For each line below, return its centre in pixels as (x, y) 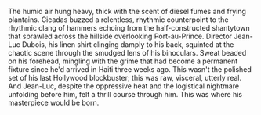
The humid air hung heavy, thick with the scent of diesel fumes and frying (127, 11)
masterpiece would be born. (54, 102)
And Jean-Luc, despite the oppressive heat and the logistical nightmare (124, 86)
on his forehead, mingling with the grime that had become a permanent (123, 61)
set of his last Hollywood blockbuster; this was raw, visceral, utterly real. (125, 78)
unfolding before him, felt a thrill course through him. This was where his (125, 94)
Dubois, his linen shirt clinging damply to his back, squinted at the (128, 45)
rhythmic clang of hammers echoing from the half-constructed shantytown (129, 28)
